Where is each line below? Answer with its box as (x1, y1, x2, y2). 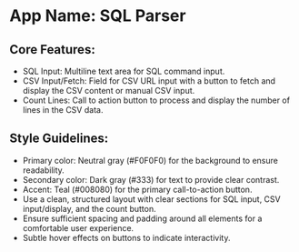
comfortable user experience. (22, 222, 135, 233)
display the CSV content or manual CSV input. (22, 86, 195, 96)
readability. (22, 165, 65, 176)
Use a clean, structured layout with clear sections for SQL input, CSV (22, 193, 281, 205)
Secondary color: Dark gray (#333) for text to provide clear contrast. (22, 174, 280, 185)
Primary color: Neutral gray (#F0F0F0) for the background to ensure (22, 155, 279, 166)
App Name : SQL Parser (9, 5, 186, 26)
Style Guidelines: (9, 131, 109, 146)
